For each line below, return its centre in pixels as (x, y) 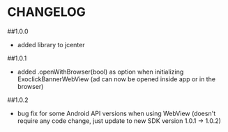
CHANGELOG (46, 12)
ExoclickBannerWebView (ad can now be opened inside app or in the (116, 79)
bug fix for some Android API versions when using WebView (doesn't (116, 113)
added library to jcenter (51, 44)
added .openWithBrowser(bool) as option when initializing (100, 72)
